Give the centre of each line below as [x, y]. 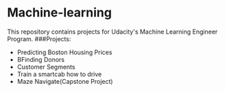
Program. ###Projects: [39, 38]
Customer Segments [46, 67]
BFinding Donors [41, 59]
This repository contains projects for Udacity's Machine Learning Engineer [113, 32]
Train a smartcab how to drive [59, 74]
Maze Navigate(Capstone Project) [65, 81]
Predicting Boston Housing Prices [64, 52]
